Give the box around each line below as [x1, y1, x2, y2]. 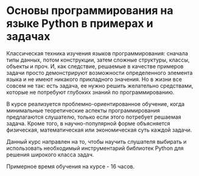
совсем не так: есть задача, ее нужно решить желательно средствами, [6, 82, 194, 89]
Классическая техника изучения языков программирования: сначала [6, 49, 189, 57]
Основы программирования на [6, 4, 173, 18]
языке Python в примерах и [6, 16, 153, 30]
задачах [6, 30, 51, 43]
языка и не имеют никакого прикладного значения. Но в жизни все [6, 76, 183, 83]
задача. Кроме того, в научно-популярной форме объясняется [6, 119, 170, 127]
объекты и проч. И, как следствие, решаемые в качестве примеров [6, 62, 184, 70]
